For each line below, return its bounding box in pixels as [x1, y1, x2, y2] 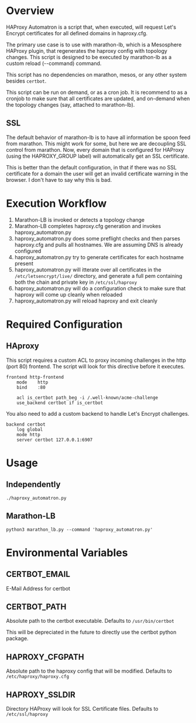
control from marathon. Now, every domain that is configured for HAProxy [6, 146, 184, 153]
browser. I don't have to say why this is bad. [6, 176, 112, 183]
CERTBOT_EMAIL [6, 569, 70, 579]
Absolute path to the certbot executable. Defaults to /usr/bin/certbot [6, 617, 174, 624]
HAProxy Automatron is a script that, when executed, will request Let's [6, 23, 177, 30]
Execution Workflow [6, 196, 107, 210]
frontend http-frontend [6, 374, 64, 380]
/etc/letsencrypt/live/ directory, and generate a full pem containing [14, 272, 183, 279]
